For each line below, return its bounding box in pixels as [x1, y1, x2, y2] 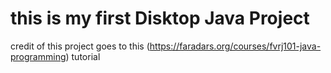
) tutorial [65, 50, 101, 62]
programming [10, 50, 67, 62]
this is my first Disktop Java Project [10, 7, 310, 30]
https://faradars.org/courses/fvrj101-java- [149, 40, 322, 52]
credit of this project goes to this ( [10, 40, 150, 52]
